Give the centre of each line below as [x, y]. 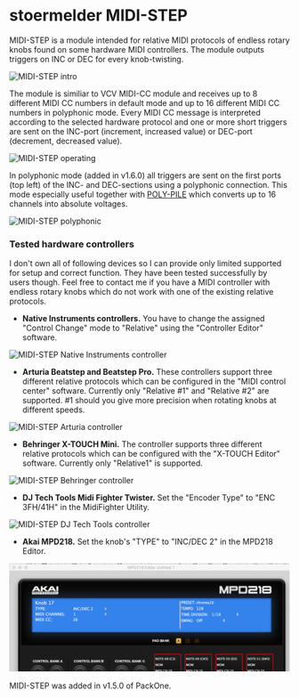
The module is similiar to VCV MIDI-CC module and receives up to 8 [133, 93]
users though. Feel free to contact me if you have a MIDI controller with [140, 282]
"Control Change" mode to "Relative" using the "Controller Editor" [143, 328]
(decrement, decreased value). [66, 141]
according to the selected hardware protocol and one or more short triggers [148, 122]
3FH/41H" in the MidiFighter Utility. [85, 507]
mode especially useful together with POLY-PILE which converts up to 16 [143, 194]
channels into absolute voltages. [69, 203]
